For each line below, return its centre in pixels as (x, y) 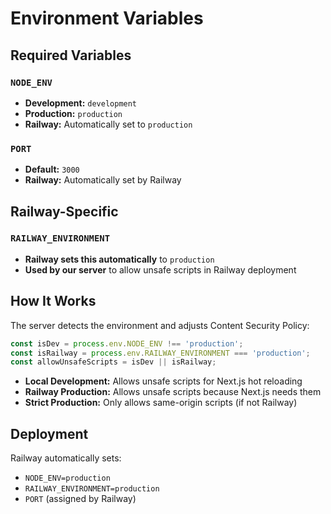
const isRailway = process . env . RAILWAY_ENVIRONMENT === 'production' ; (160, 353)
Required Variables (71, 55)
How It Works (53, 301)
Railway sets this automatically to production (119, 259)
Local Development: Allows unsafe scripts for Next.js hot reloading (163, 381)
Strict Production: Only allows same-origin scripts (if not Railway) (161, 403)
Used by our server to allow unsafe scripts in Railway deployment (160, 269)
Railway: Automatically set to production (108, 124)
